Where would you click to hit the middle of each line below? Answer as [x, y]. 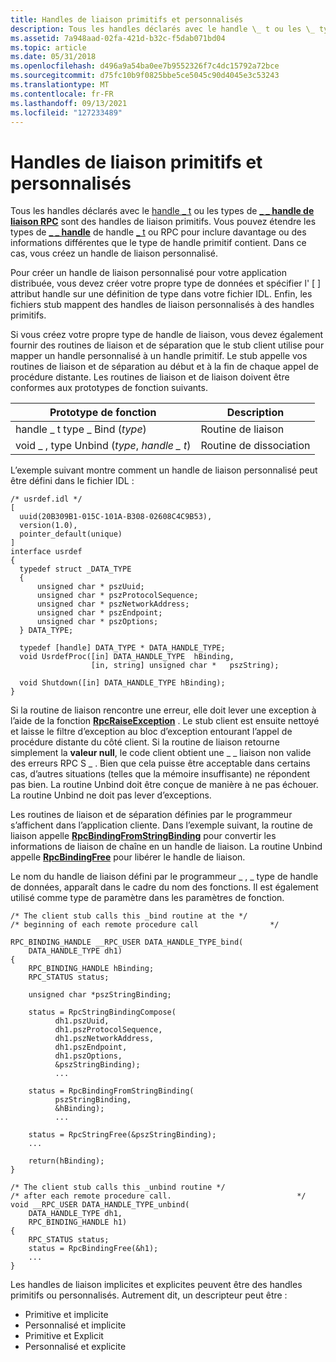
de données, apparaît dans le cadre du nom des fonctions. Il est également [164, 887]
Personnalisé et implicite [75, 1325]
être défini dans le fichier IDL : [72, 481]
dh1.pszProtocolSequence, [108, 1030]
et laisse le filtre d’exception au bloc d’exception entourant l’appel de [151, 732]
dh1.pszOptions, [88, 1056]
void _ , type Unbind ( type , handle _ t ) [103, 446]
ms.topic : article [48, 47]
